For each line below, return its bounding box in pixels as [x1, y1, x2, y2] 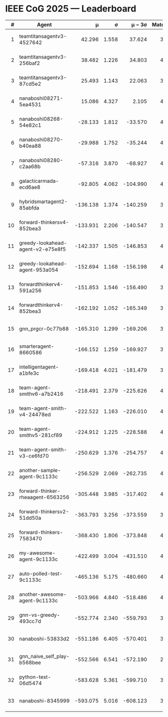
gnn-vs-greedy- [19, 611, 60, 618]
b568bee [19, 659, 41, 666]
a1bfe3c [19, 369, 39, 376]
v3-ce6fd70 [19, 452, 49, 459]
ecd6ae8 [19, 183, 41, 190]
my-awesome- [19, 549, 56, 556]
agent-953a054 [19, 266, 58, 273]
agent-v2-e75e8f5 [19, 246, 66, 253]
